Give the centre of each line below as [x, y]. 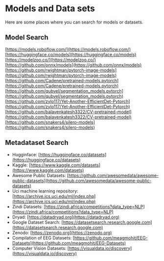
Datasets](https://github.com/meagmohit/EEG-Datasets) [69, 243]
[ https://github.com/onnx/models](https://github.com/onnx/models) [73, 65]
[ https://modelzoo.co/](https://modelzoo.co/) [51, 60]
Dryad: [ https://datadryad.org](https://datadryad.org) [66, 217]
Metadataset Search [37, 143]
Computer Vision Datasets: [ [41, 248]
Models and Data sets [50, 9]
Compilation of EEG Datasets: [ [43, 237]
